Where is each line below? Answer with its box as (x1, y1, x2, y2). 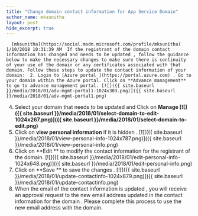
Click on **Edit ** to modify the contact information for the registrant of (14, 147, 190, 154)
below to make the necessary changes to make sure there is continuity (6, 57, 186, 63)
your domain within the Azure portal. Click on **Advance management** (6, 78, 186, 83)
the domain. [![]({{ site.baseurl (14, 154, 89, 161)
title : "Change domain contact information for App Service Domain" (6, 8, 178, 15)
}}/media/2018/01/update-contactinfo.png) (14, 179, 119, 186)
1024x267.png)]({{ (14, 116, 62, 123)
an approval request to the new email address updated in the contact (14, 192, 183, 199)
